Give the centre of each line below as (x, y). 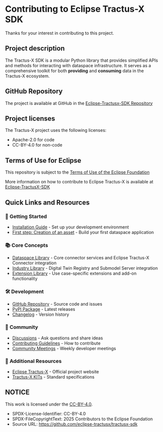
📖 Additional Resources (34, 361)
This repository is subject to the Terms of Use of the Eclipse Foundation (77, 172)
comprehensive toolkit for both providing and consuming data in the (75, 71)
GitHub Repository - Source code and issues (57, 304)
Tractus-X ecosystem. (27, 76)
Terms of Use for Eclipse (43, 160)
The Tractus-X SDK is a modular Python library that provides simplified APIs (81, 60)
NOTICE (17, 393)
